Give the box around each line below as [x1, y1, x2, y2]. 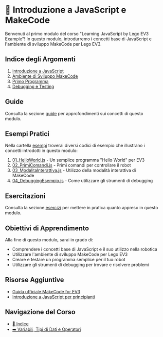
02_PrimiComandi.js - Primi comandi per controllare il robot [12, 162, 131, 168]
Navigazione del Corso [5, 308, 75, 316]
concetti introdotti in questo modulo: [5, 148, 78, 153]
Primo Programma [12, 78, 49, 84]
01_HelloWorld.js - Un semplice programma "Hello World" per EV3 [12, 157, 145, 163]
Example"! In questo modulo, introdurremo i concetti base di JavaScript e [5, 36, 152, 42]
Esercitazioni [5, 192, 46, 200]
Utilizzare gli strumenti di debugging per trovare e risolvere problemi [12, 262, 149, 268]
